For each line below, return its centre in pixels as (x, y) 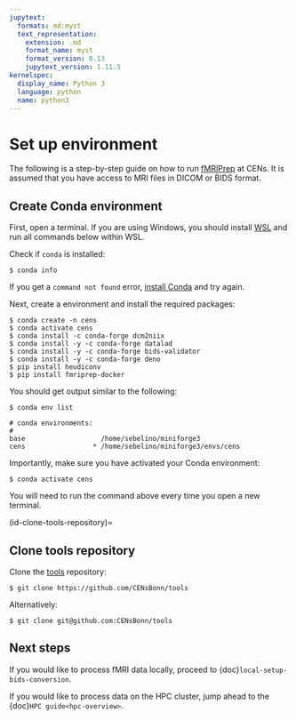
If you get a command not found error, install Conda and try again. (127, 287)
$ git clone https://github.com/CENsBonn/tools (99, 588)
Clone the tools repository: (58, 572)
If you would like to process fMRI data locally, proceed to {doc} (124, 669)
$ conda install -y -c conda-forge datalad (91, 344)
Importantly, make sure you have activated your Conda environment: (135, 463)
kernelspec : (31, 76)
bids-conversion (39, 680)
